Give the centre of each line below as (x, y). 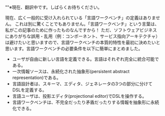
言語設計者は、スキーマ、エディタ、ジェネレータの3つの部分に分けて (82, 84)
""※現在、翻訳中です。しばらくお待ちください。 (54, 7)
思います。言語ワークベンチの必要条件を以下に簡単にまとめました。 (74, 49)
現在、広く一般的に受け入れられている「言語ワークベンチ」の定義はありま (81, 18)
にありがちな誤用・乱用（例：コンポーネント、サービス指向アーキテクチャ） (82, 36)
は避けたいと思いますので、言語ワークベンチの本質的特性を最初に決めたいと (83, 42)
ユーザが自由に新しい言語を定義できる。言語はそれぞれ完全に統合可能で (85, 59)
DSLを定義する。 (29, 90)
